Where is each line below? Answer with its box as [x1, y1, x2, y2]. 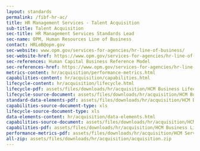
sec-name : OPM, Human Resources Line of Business [6, 36, 132, 42]
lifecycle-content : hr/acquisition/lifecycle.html [6, 81, 135, 87]
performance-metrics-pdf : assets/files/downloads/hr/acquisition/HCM [6, 130, 183, 137]
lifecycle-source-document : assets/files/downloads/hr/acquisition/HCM [6, 92, 187, 97]
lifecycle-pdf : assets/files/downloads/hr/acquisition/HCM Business [6, 86, 180, 92]
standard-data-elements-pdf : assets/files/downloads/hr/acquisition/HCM [6, 97, 190, 103]
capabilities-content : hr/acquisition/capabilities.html [6, 75, 151, 81]
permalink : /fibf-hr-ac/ [6, 14, 68, 20]
